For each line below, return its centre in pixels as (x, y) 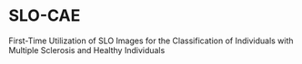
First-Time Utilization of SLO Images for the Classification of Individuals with (151, 41)
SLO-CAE (45, 16)
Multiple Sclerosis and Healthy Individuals (87, 50)
